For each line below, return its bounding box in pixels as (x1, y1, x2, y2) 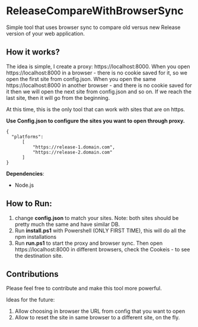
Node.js (14, 182, 34, 189)
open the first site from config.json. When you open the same (6, 75, 157, 82)
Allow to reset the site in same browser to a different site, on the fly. (14, 314, 180, 321)
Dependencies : (6, 170, 44, 177)
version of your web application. (6, 30, 85, 37)
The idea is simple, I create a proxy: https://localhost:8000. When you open (6, 63, 190, 70)
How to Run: (6, 199, 52, 209)
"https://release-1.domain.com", (32, 144, 116, 150)
